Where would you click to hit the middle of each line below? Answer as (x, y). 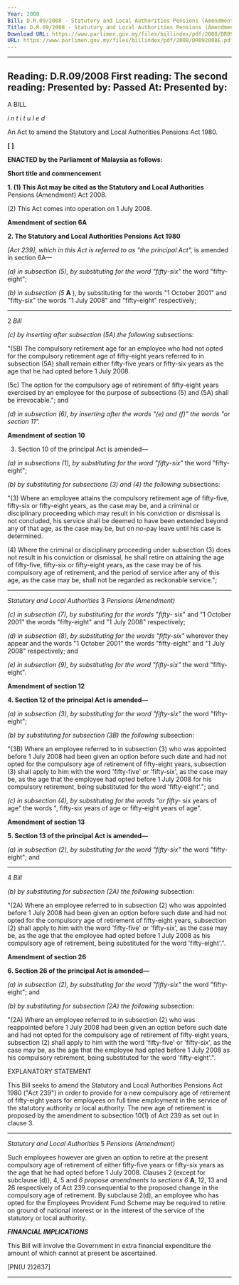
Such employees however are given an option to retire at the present (108, 1157)
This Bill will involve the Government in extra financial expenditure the (109, 1245)
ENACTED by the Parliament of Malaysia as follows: (85, 159)
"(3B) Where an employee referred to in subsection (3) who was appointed (117, 748)
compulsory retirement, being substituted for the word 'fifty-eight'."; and (113, 786)
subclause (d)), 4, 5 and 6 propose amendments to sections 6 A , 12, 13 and (117, 1180)
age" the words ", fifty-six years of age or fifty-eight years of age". (105, 808)
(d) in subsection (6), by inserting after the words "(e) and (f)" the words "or (119, 413)
